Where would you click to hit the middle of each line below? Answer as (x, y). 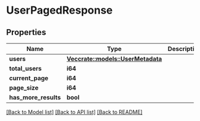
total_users (25, 69)
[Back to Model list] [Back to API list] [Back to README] (74, 112)
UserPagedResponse (60, 10)
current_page (29, 78)
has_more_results (35, 97)
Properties (26, 32)
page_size (24, 88)
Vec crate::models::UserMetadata (114, 59)
